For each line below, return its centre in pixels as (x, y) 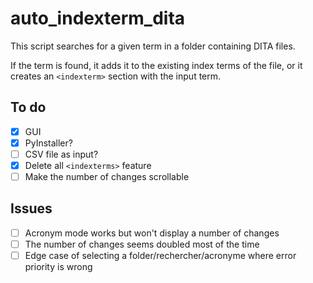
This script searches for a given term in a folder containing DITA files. (153, 46)
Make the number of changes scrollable (107, 176)
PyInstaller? (48, 143)
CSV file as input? (61, 154)
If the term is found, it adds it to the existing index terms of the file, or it (156, 65)
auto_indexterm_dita (98, 18)
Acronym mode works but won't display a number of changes (152, 233)
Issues (31, 208)
